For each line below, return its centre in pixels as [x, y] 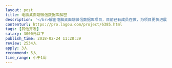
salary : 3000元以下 [25, 34]
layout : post [19, 10]
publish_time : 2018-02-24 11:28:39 [43, 39]
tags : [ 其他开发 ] [22, 29]
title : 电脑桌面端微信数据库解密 [36, 15]
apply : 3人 [17, 48]
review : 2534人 [21, 43]
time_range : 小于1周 [26, 58]
